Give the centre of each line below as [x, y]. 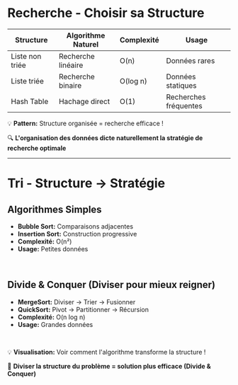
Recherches [186, 97]
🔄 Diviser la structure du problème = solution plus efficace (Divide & [109, 366]
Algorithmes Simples [55, 209]
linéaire [71, 65]
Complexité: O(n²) [45, 241]
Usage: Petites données [53, 248]
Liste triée [28, 81]
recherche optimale [37, 148]
